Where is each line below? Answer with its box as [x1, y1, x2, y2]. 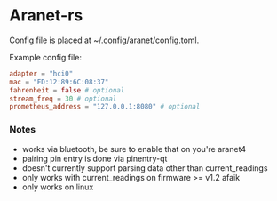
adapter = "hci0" [9, 68, 74, 78]
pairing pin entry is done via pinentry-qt [21, 153, 168, 164]
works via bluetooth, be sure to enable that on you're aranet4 [21, 143, 247, 154]
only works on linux [21, 181, 94, 192]
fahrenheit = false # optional [9, 85, 125, 94]
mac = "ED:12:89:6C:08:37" [9, 77, 109, 86]
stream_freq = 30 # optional [9, 94, 117, 103]
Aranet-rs [9, 5, 83, 26]
